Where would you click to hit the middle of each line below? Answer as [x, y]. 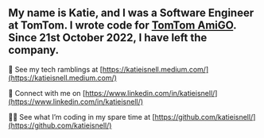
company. [34, 50]
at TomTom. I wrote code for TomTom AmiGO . [122, 26]
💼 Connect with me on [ [47, 93]
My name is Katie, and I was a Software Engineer [131, 13]
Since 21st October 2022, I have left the [108, 38]
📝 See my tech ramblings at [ [56, 69]
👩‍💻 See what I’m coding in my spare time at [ [82, 117]
